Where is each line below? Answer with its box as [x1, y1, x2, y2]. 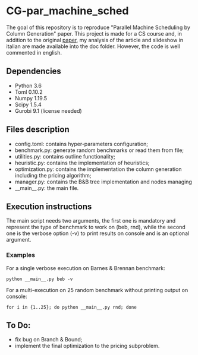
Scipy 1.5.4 [14, 101, 42, 108]
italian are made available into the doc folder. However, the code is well [6, 43, 180, 50]
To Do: [6, 321, 31, 331]
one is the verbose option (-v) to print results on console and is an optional [6, 230, 190, 237]
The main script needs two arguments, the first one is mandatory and [6, 217, 176, 224]
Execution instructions [6, 201, 92, 211]
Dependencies [6, 66, 61, 77]
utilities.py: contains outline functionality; [14, 153, 116, 160]
